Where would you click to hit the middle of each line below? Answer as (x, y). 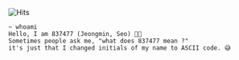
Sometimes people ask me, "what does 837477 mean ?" (99, 41)
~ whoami (23, 27)
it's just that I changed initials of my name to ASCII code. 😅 (119, 48)
